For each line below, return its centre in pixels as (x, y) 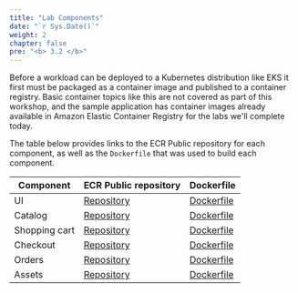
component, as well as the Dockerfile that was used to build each (133, 153)
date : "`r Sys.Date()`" (55, 26)
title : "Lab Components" (57, 18)
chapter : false (38, 43)
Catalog (31, 216)
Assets (29, 275)
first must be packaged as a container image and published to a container (148, 87)
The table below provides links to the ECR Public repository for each (138, 144)
